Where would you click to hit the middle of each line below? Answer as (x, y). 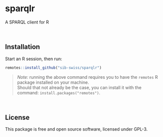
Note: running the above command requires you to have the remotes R (87, 77)
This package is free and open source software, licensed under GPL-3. (76, 129)
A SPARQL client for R (27, 22)
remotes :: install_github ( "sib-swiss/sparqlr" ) (53, 68)
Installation (23, 47)
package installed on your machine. (53, 82)
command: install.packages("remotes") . (58, 92)
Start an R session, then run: (34, 59)
